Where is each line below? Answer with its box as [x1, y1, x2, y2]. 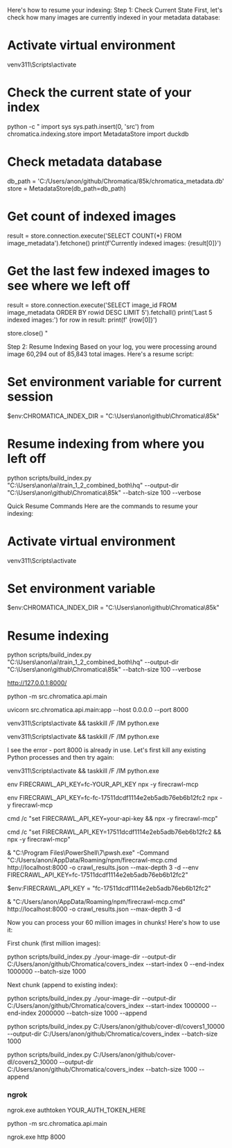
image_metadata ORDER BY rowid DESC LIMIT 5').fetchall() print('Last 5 [7, 308, 213, 316]
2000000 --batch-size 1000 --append [37, 1009, 148, 1018]
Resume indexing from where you [7, 436, 205, 451]
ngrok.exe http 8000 [7, 1133, 66, 1141]
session [7, 388, 53, 404]
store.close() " [7, 329, 48, 337]
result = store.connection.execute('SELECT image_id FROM [7, 301, 177, 309]
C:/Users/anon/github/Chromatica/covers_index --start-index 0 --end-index [7, 960, 225, 968]
